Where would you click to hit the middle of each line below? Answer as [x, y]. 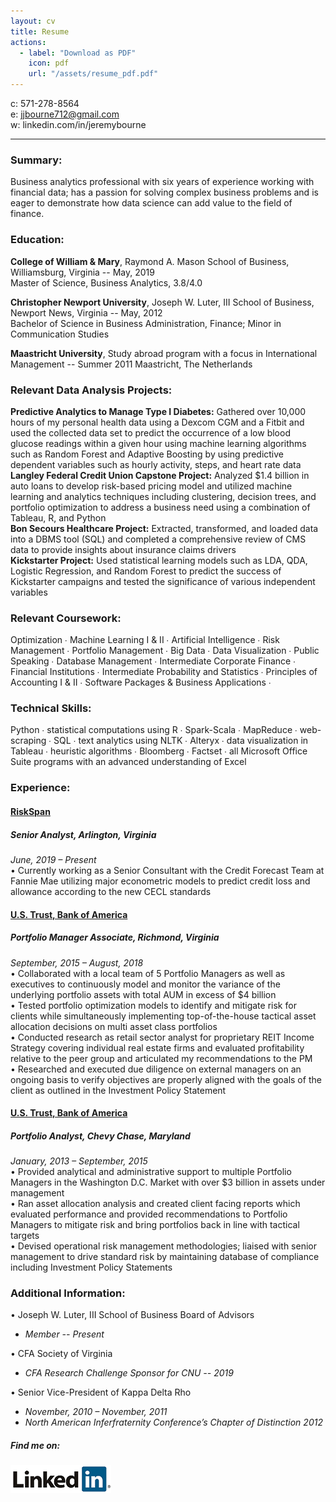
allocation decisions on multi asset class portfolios [114, 1026]
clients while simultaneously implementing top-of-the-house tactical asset [163, 1016]
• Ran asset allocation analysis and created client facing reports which [155, 1204]
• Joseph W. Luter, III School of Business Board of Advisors [132, 1315]
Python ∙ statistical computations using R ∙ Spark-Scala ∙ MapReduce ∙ [154, 730]
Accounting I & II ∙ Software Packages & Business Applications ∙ [141, 682]
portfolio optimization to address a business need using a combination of [160, 507]
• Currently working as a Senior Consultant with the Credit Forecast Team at [167, 870]
